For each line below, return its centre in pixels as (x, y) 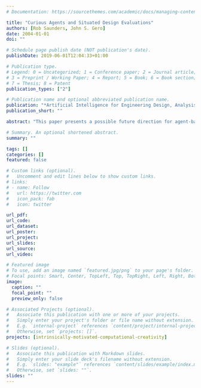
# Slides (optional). (33, 348)
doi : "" (16, 40)
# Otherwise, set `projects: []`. (52, 332)
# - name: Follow (28, 187)
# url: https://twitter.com (44, 193)
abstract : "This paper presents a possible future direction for (89, 122)
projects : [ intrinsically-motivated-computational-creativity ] (87, 337)
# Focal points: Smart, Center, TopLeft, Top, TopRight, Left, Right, (96, 276)
